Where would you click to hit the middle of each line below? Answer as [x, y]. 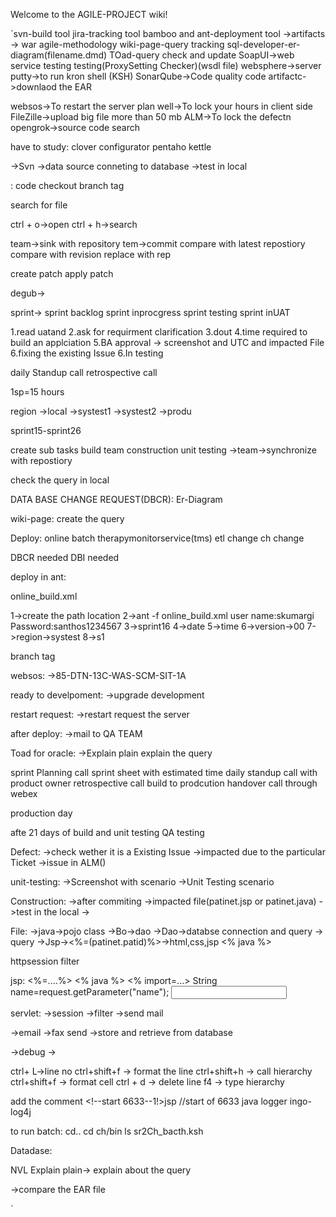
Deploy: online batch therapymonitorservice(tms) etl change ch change [157, 538]
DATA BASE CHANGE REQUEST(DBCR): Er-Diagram [116, 499]
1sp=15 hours [37, 392]
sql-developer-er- [263, 44]
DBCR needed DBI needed [65, 557]
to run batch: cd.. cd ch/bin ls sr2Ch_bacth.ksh [107, 1131]
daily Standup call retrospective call [84, 372]
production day [41, 813]
